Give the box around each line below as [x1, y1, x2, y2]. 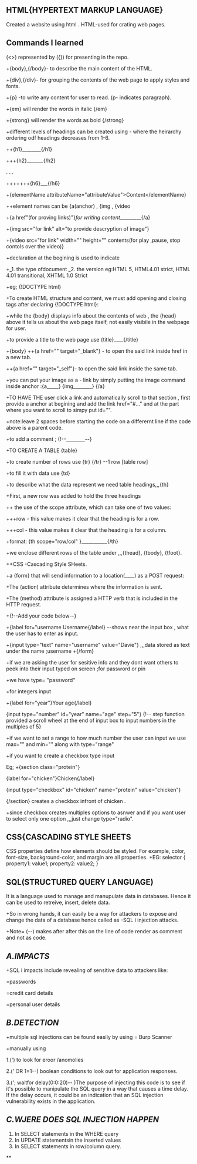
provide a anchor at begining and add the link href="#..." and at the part [6, 400, 179, 407]
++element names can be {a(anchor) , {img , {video [6, 203, 131, 210]
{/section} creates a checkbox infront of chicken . [6, 797, 126, 804]
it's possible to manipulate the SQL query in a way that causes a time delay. [6, 1085, 189, 1092]
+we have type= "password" [6, 676, 76, 683]
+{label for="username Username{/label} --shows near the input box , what [6, 623, 189, 630]
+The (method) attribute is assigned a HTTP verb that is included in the [6, 595, 178, 602]
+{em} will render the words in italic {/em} [6, 105, 107, 112]
